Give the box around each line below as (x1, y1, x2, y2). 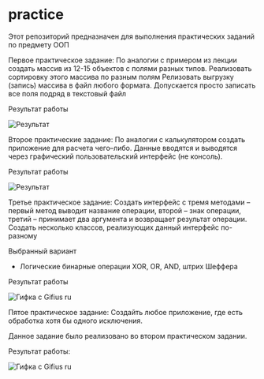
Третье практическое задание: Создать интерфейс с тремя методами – (8, 197, 251, 207)
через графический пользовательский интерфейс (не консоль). (8, 152, 223, 161)
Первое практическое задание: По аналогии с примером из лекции (8, 55, 238, 65)
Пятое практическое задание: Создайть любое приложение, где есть (8, 307, 243, 317)
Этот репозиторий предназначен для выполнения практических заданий (8, 32, 255, 41)
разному (8, 231, 38, 240)
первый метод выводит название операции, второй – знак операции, (8, 205, 242, 215)
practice (8, 6, 65, 24)
